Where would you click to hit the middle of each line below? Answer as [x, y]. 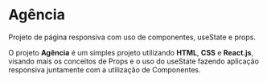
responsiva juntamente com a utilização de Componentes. [105, 69]
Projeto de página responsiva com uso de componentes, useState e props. [132, 37]
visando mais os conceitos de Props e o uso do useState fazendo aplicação [134, 61]
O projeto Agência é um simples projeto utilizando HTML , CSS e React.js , [131, 52]
